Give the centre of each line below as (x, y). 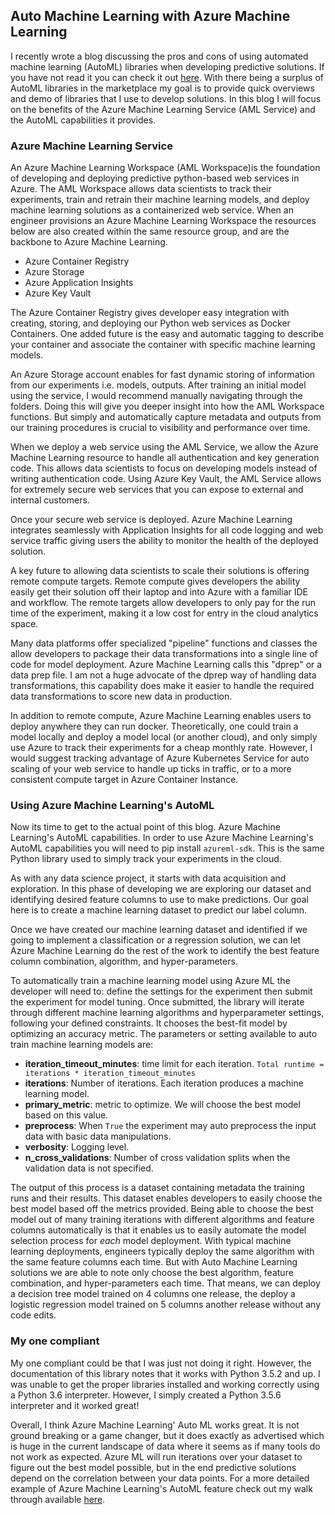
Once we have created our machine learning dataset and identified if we (159, 930)
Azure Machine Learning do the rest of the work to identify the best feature (165, 951)
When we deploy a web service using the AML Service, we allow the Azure (164, 447)
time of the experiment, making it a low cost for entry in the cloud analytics (164, 613)
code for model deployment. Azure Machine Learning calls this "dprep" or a (166, 665)
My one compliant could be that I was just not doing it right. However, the (161, 1363)
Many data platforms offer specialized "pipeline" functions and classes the (164, 643)
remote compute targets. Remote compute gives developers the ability (155, 581)
